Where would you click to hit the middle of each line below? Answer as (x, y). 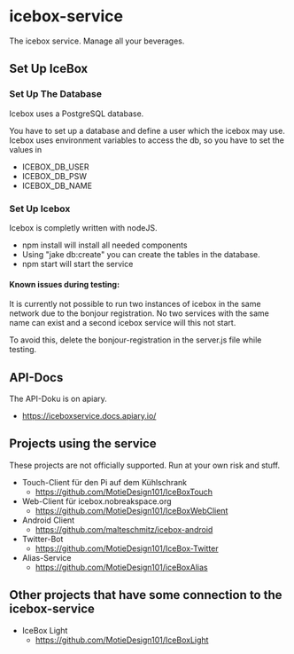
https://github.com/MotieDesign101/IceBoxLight (122, 640)
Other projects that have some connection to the (146, 595)
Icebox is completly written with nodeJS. (83, 227)
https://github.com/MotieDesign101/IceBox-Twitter (127, 548)
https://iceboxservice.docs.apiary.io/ (89, 415)
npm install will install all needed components (104, 245)
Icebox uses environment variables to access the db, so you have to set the (147, 140)
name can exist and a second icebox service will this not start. (123, 323)
